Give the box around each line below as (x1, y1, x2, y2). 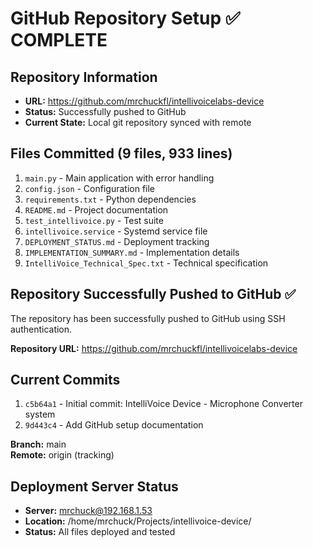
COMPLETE (10, 29, 108, 52)
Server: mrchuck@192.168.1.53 (24, 505, 153, 517)
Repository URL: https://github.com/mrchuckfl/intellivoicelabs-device (10, 342, 298, 354)
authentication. (10, 323, 73, 335)
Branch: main (10, 438, 67, 451)
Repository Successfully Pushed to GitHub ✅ (10, 286, 297, 303)
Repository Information (10, 68, 158, 86)
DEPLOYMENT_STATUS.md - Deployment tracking (24, 235, 210, 247)
